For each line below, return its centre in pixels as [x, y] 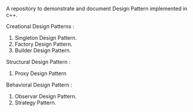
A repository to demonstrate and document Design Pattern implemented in [97, 9]
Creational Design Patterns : [40, 26]
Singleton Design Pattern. [46, 38]
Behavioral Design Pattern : [39, 85]
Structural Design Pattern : [38, 62]
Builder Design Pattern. [43, 50]
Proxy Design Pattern [40, 73]
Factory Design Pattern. [43, 44]
